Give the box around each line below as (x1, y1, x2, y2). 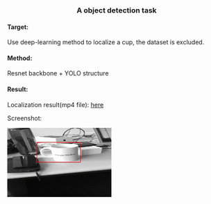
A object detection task (76, 6, 158, 15)
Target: (7, 23, 29, 31)
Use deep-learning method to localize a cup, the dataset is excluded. (7, 38, 205, 46)
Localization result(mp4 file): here (7, 100, 104, 109)
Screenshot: (7, 113, 42, 122)
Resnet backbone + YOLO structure (7, 69, 109, 77)
